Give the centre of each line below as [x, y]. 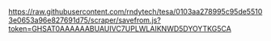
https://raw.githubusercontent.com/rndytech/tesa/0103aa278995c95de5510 [135, 12]
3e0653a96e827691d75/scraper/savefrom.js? [85, 20]
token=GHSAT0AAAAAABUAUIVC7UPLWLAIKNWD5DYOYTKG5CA [120, 29]
